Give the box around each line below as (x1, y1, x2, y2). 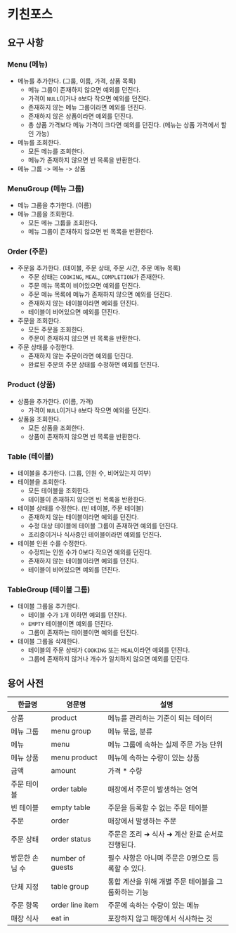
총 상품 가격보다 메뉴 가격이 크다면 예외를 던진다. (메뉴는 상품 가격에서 (27, 120, 220, 129)
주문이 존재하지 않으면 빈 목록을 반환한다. (27, 334, 141, 343)
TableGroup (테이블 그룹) (7, 585, 91, 594)
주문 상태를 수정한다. (17, 343, 74, 351)
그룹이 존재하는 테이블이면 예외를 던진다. (27, 628, 139, 637)
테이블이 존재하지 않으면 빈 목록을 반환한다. (27, 495, 147, 504)
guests (51, 862, 74, 872)
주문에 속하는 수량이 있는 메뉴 (107, 901, 200, 911)
